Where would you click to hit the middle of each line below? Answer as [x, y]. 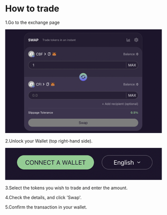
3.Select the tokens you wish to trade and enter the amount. [66, 188]
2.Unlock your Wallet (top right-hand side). [49, 141]
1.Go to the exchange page [33, 22]
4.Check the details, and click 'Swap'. [43, 198]
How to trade [32, 9]
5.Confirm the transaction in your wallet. [46, 207]
